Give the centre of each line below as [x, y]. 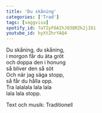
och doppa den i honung [36, 63]
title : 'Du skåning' [32, 11]
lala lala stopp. [24, 94]
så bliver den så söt [30, 69]
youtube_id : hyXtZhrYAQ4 [37, 33]
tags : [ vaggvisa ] [27, 22]
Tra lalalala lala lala [29, 87]
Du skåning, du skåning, [35, 50]
